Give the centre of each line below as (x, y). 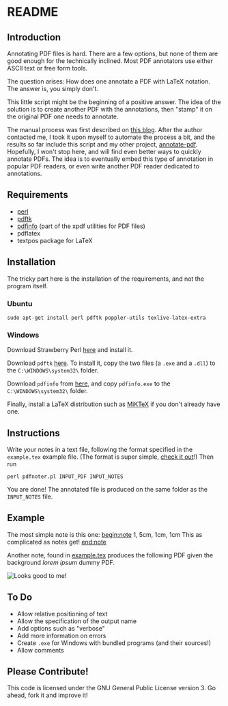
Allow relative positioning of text (62, 614)
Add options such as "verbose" (61, 628)
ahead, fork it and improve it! (47, 695)
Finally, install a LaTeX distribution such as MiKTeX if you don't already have (114, 404)
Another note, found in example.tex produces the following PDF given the (110, 555)
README (33, 12)
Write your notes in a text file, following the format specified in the (100, 450)
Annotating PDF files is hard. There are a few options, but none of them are (113, 53)
